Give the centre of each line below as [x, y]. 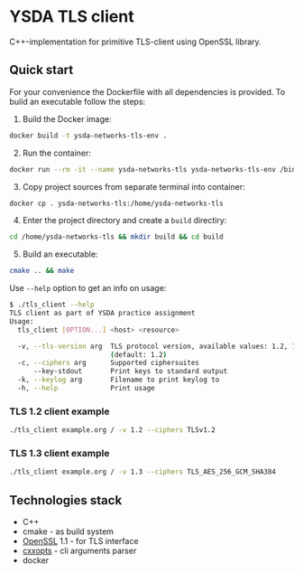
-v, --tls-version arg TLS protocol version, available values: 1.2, [153, 346]
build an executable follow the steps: [78, 101]
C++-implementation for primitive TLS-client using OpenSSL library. [135, 42]
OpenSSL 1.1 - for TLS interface [80, 541]
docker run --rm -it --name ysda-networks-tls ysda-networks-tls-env [143, 169]
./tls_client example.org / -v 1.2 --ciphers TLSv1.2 [113, 430]
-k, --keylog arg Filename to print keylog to [119, 380]
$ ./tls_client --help [52, 305]
